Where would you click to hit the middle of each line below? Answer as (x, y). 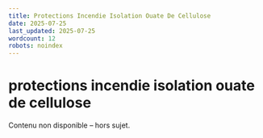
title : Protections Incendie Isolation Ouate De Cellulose (110, 16)
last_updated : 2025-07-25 (52, 31)
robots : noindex (35, 46)
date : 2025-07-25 (38, 23)
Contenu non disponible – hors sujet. (69, 125)
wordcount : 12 (32, 38)
